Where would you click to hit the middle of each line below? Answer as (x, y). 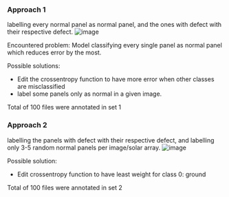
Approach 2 (27, 125)
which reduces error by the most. (54, 52)
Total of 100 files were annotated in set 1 (64, 107)
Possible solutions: (34, 66)
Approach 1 (26, 10)
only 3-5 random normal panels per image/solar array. (84, 147)
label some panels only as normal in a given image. (89, 94)
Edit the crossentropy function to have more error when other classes (116, 79)
